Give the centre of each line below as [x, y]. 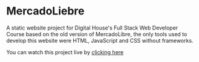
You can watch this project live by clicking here [65, 52]
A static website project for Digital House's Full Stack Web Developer [92, 28]
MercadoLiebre [45, 11]
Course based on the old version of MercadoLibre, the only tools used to [97, 34]
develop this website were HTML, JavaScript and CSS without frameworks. [100, 40]
